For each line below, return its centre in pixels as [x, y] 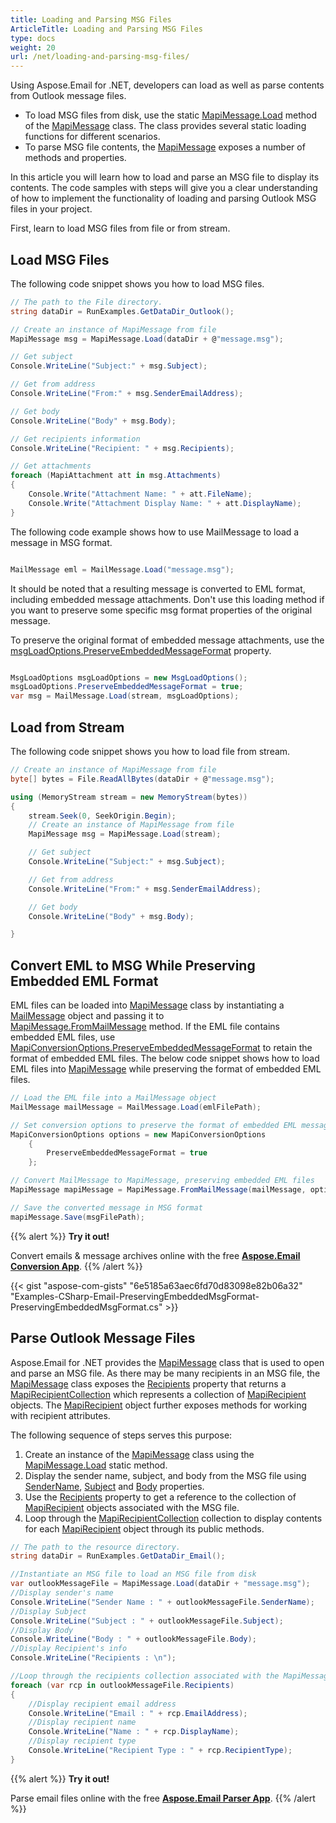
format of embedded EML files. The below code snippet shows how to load [165, 1058]
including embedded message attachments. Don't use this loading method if [167, 599]
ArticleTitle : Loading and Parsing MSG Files [106, 29]
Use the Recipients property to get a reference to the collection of [160, 1497]
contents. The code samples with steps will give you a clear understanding [164, 188]
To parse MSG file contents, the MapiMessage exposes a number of [165, 147]
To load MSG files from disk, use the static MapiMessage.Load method [170, 115]
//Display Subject [48, 1611]
